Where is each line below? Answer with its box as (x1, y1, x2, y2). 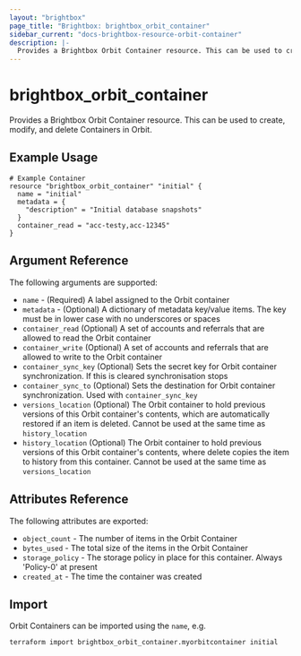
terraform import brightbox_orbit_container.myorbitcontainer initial (9, 638, 279, 647)
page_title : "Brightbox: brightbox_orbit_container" (9, 22, 211, 30)
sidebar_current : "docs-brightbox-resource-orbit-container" (9, 30, 243, 39)
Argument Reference (9, 253, 129, 269)
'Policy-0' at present (21, 561, 99, 572)
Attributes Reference (9, 492, 129, 507)
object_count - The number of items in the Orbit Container (21, 532, 238, 543)
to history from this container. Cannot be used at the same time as (21, 456, 267, 467)
